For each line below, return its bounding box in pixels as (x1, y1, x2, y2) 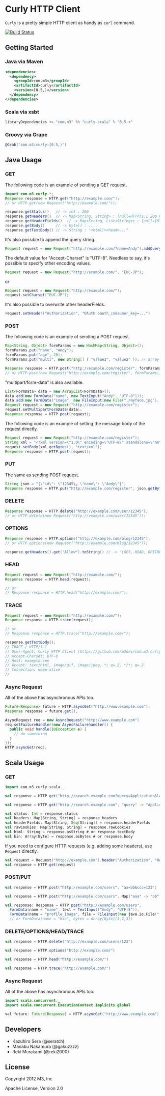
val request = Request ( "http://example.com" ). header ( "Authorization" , (5, 858, 153, 863)
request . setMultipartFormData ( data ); (5, 407, 82, 412)
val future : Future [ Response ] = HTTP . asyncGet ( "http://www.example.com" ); (5, 1011, 162, 1016)
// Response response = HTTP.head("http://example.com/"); (5, 590, 129, 595)
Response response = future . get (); (5, 709, 78, 714)
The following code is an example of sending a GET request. (5, 182, 127, 188)
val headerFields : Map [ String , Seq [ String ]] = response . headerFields (5, 820, 151, 825)
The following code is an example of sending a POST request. (5, 334, 130, 340)
